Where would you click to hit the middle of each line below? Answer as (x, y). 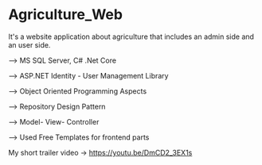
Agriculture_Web (66, 15)
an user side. (29, 44)
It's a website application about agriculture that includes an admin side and (131, 36)
